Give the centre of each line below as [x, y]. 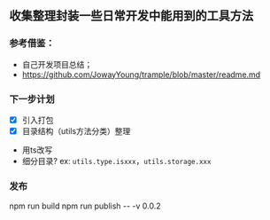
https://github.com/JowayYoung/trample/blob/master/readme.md [141, 75]
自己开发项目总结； [57, 64]
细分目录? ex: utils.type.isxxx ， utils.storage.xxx [116, 161]
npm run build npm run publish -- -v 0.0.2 [85, 206]
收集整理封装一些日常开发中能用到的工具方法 [131, 16]
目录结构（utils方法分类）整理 [76, 131]
